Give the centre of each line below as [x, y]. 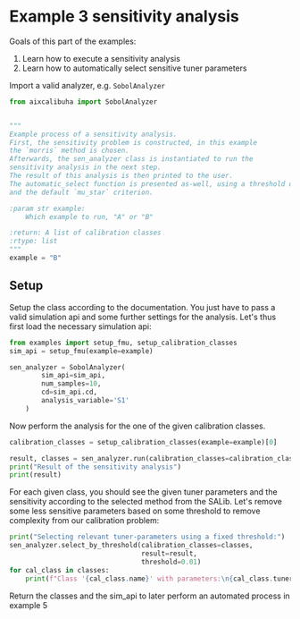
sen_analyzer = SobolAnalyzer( [67, 367]
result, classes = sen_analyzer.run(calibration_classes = [119, 458]
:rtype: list [33, 242]
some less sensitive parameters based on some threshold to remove [135, 511]
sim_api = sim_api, [73, 376]
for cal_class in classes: [59, 570]
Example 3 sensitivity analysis [124, 17]
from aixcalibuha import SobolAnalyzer [83, 102]
